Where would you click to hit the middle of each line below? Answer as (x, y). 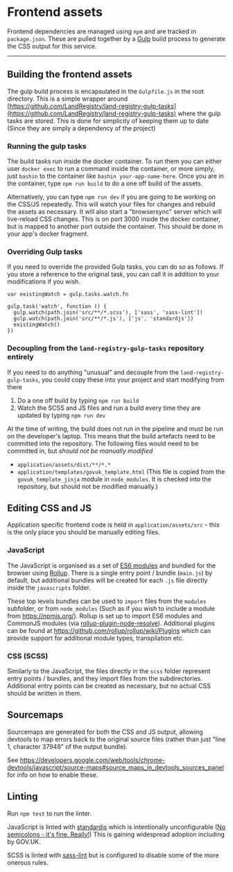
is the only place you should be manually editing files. (84, 532)
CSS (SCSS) (28, 656)
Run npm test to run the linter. (50, 813)
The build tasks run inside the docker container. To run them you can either (114, 161)
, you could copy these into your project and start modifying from (131, 379)
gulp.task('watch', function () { (57, 306)
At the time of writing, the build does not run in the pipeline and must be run (115, 429)
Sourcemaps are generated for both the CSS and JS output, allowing (105, 732)
